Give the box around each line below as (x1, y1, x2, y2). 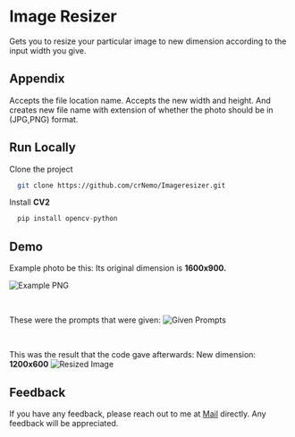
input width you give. (9, 45, 87, 55)
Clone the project (9, 164, 73, 174)
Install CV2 (9, 197, 51, 207)
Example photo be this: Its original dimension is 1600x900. (9, 263, 227, 273)
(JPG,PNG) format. (9, 113, 79, 124)
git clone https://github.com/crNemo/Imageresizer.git (17, 181, 226, 189)
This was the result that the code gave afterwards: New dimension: (9, 349, 257, 360)
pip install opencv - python (17, 214, 118, 223)
